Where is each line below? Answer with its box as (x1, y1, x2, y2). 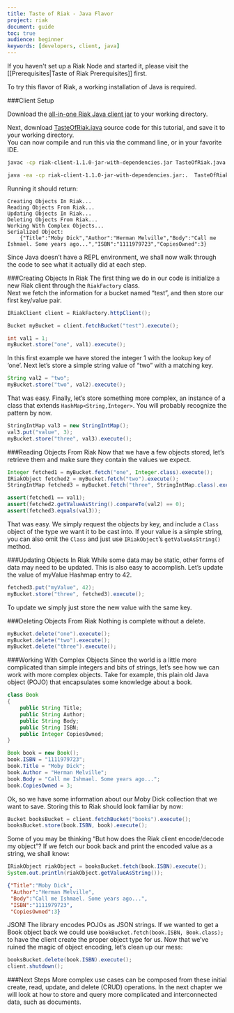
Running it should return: (7, 184, 79, 193)
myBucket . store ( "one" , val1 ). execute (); (7, 341, 127, 348)
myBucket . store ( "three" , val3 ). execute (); (7, 435, 132, 442)
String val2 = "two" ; (7, 375, 70, 382)
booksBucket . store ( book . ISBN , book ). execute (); (7, 822, 148, 829)
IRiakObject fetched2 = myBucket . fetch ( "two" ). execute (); (7, 475, 179, 482)
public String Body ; (19, 717, 79, 725)
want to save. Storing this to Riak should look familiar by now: (7, 802, 183, 811)
